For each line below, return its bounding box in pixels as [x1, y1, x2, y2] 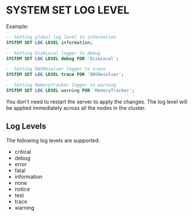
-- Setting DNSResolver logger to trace [6, 66, 106, 72]
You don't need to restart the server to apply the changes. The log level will [6, 98, 188, 105]
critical [14, 148, 31, 155]
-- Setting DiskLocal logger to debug [6, 50, 101, 56]
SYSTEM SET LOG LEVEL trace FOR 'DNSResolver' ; [6, 71, 125, 78]
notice [14, 185, 30, 192]
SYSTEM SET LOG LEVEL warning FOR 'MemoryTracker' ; [6, 88, 135, 94]
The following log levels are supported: [6, 137, 101, 144]
